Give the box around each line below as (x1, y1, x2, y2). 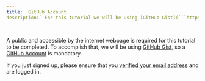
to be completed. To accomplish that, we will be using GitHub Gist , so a (6, 43, 185, 51)
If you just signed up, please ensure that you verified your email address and (6, 62, 200, 69)
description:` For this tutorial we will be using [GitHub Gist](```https (6, 15, 201, 21)
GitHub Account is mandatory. (6, 49, 82, 57)
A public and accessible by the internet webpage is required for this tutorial (6, 37, 196, 44)
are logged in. (6, 68, 41, 75)
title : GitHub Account (6, 9, 67, 15)
